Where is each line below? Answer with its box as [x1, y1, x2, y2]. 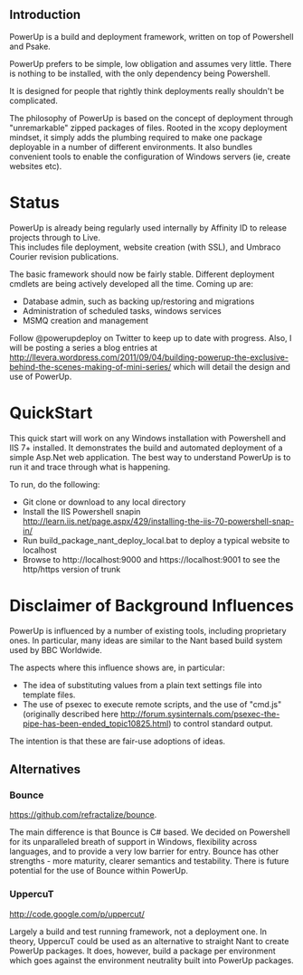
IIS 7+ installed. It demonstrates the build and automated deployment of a [9, 442, 283, 453]
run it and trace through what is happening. [9, 461, 171, 472]
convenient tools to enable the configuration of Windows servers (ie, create [9, 151, 291, 162]
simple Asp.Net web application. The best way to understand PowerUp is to [9, 451, 291, 462]
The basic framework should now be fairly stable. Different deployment [9, 269, 275, 279]
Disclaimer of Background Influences [9, 595, 294, 616]
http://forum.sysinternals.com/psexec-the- [120, 708, 280, 719]
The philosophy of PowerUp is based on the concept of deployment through [9, 112, 294, 123]
